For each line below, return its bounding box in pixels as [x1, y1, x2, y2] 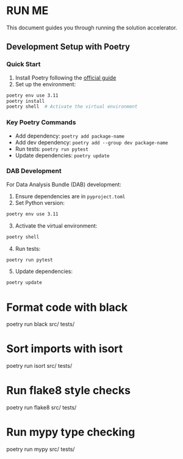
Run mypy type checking [6, 425, 135, 439]
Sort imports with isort [6, 342, 123, 356]
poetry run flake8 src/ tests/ [6, 404, 77, 411]
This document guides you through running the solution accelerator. [6, 24, 178, 31]
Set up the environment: [15, 80, 76, 88]
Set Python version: [15, 199, 65, 206]
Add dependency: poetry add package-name [15, 132, 125, 140]
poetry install [6, 98, 45, 104]
